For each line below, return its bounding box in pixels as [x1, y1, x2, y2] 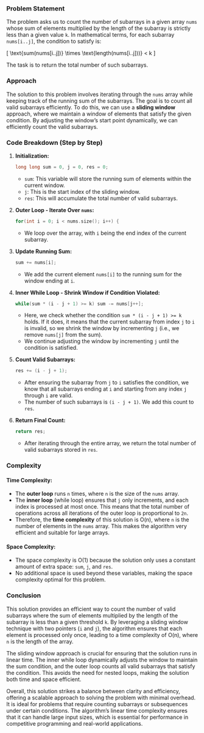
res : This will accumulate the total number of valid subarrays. [24, 194, 178, 202]
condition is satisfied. [24, 344, 78, 352]
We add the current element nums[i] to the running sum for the [24, 270, 182, 278]
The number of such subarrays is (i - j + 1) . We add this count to [24, 399, 194, 406]
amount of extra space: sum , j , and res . [15, 563, 113, 570]
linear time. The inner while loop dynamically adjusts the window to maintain [6, 656, 198, 663]
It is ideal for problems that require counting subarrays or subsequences [6, 700, 188, 707]
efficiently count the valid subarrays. [6, 123, 99, 130]
